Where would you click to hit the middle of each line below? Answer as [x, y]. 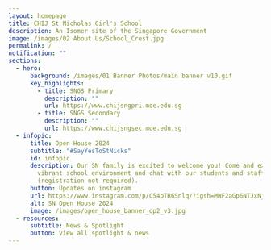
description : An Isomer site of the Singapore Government [108, 31]
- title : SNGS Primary [75, 91]
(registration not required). [88, 181]
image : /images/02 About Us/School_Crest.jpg [86, 38]
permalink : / [30, 46]
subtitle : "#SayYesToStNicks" [80, 151]
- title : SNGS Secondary [79, 114]
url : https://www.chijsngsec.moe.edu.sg [113, 128]
